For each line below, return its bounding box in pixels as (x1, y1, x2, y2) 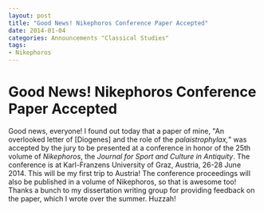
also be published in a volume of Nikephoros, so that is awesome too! (8, 177, 237, 186)
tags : (8, 41, 26, 49)
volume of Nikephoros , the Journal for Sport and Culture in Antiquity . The (8, 151, 250, 161)
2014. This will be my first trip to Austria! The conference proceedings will (8, 168, 251, 178)
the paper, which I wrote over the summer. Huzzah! (8, 193, 177, 203)
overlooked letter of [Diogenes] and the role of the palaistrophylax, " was (8, 135, 247, 144)
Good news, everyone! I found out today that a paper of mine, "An (8, 126, 225, 135)
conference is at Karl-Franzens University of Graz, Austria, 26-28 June (8, 160, 242, 170)
